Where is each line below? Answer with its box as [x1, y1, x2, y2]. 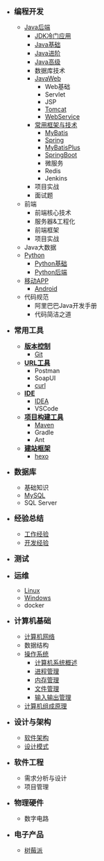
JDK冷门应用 [34, 32, 71, 40]
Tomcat [44, 105, 67, 113]
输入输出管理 [34, 694, 71, 701]
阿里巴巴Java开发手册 [34, 302, 97, 309]
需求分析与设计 [24, 774, 67, 782]
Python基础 [34, 259, 67, 268]
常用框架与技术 [34, 121, 78, 129]
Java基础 [34, 40, 61, 49]
